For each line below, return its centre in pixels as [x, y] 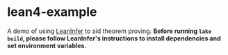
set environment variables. [47, 45]
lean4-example [52, 12]
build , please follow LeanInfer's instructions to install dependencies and [114, 38]
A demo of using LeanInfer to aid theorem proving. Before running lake [109, 31]
